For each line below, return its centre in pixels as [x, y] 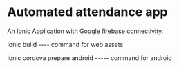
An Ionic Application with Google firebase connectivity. [85, 31]
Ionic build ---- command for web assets [65, 44]
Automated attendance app [87, 12]
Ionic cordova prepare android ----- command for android [90, 58]
